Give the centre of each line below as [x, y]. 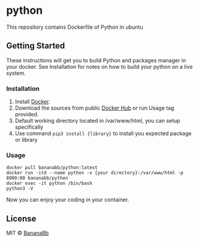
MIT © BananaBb [28, 233]
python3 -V [20, 189]
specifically [29, 127]
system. [16, 73]
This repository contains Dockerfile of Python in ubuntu [75, 27]
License [21, 218]
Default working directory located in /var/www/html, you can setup [97, 121]
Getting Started [36, 46]
